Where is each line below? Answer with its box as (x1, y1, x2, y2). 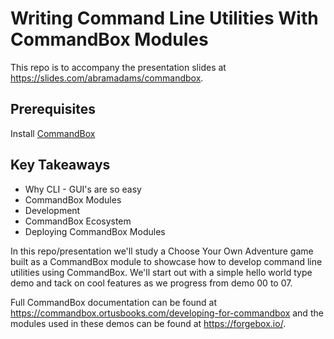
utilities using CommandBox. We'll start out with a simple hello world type (10, 266, 313, 278)
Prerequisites (10, 101, 96, 118)
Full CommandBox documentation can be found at (10, 296, 218, 308)
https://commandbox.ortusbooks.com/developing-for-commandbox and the (10, 307, 324, 319)
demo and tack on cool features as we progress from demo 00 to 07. (10, 277, 293, 289)
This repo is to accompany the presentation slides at (10, 61, 227, 73)
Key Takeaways (10, 157, 111, 174)
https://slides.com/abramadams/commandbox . (10, 72, 204, 84)
